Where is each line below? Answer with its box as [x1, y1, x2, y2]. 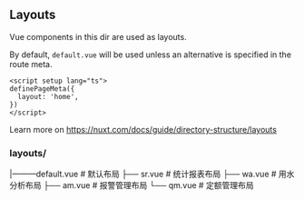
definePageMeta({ [9, 84, 75, 94]
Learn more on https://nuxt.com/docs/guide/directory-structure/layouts [9, 124, 277, 135]
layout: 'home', [17, 92, 79, 101]
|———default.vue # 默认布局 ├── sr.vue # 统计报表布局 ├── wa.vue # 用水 [9, 168, 295, 180]
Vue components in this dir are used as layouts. [9, 31, 188, 42]
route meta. [9, 58, 53, 69]
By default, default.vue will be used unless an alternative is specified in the [9, 49, 292, 60]
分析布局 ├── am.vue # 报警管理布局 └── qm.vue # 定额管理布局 [9, 180, 254, 191]
